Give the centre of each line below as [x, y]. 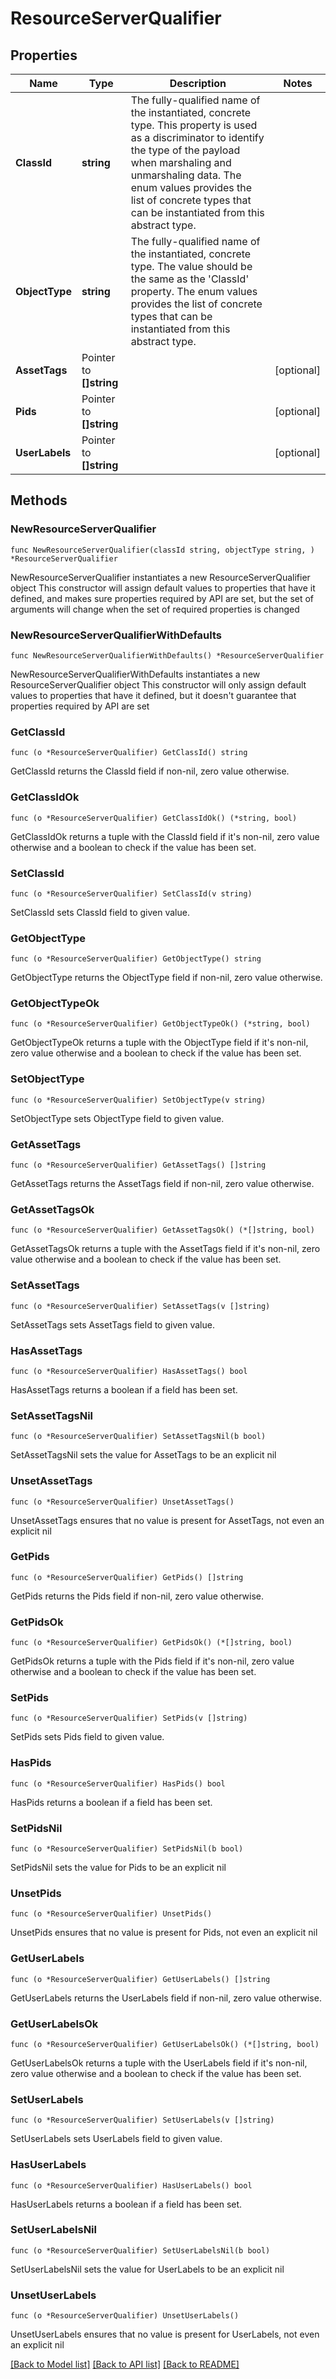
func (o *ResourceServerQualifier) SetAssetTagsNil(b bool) [138, 1437]
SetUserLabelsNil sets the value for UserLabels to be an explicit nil [147, 2269]
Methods [39, 500]
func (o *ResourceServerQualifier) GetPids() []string [127, 1577]
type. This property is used [194, 125]
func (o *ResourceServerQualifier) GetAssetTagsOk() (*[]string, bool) [162, 1230]
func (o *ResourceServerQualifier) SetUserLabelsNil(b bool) [140, 2250]
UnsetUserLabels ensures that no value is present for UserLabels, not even [165, 2334]
